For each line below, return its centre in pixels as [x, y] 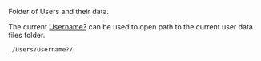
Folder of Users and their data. [59, 11]
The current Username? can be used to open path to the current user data [131, 27]
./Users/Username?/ [41, 50]
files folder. [27, 35]
